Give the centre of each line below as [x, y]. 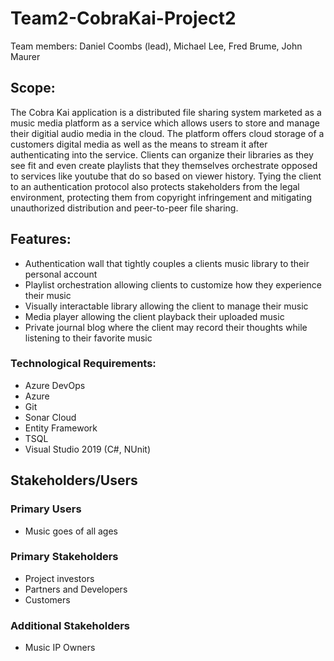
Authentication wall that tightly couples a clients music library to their [167, 263]
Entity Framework [61, 428]
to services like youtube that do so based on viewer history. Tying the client [166, 176]
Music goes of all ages [71, 531]
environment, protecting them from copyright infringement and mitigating [161, 197]
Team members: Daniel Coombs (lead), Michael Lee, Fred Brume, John [156, 46]
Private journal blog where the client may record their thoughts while [166, 327]
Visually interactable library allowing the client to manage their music [166, 306]
